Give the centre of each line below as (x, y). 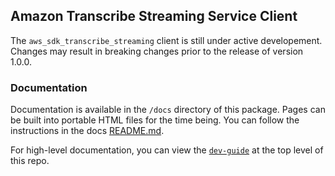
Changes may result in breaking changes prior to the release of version (157, 51)
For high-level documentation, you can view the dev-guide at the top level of (167, 150)
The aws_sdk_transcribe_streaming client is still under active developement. (166, 40)
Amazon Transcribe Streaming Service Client (154, 16)
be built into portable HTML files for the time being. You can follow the (155, 120)
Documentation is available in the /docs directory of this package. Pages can (168, 110)
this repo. (30, 161)
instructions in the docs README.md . (87, 131)
